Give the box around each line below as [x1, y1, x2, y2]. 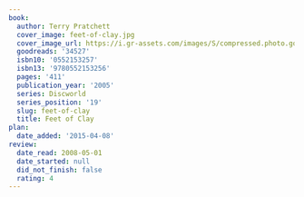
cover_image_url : [16, 38, 83, 48]
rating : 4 [16, 173, 54, 182]
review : [8, 140, 38, 149]
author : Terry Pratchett [16, 22, 111, 31]
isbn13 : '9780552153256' [16, 64, 111, 74]
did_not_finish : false [16, 165, 103, 174]
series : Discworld [16, 89, 87, 98]
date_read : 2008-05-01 [16, 148, 103, 157]
